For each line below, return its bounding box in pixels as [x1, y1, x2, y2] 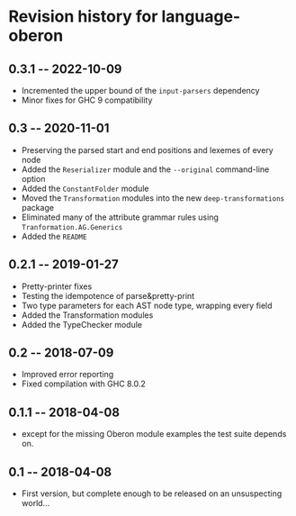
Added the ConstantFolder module [21, 183, 149, 194]
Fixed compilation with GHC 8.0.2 [21, 378, 146, 389]
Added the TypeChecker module [21, 319, 143, 330]
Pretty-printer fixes [21, 281, 93, 292]
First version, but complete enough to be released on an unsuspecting [21, 488, 283, 499]
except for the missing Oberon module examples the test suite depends [21, 429, 287, 439]
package [21, 202, 55, 213]
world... [21, 498, 50, 509]
